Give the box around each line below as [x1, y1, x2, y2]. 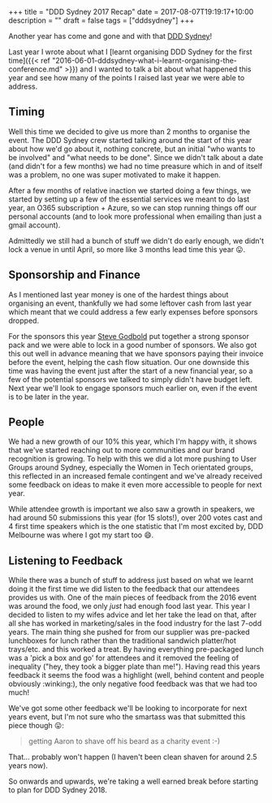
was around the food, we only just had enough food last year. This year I [8, 601, 250, 611]
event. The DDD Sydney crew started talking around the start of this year [8, 135, 253, 145]
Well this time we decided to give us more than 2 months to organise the [8, 126, 250, 137]
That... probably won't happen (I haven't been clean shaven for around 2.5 [8, 752, 257, 762]
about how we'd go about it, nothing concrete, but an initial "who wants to [8, 144, 256, 154]
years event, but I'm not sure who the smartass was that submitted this [8, 712, 246, 722]
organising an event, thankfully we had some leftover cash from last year [8, 298, 252, 308]
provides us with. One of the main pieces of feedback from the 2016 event [8, 592, 257, 602]
